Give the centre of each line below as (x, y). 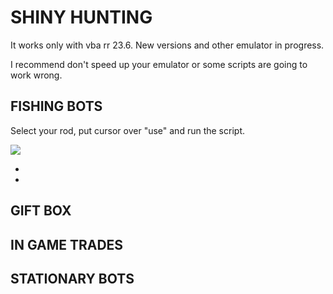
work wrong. (36, 75)
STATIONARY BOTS (72, 278)
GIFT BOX (41, 211)
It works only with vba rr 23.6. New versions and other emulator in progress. (167, 45)
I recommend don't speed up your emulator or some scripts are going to (159, 64)
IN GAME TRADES (67, 244)
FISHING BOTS (56, 106)
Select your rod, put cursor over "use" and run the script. (127, 130)
